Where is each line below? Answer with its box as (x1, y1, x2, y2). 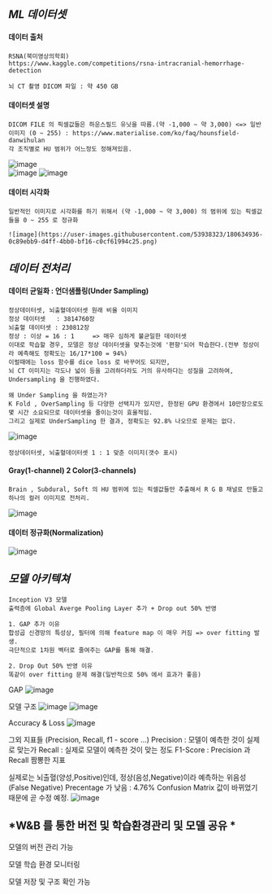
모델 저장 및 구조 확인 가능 (8, 876, 91, 886)
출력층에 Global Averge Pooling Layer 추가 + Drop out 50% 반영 (8, 604, 217, 612)
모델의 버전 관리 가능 (8, 842, 74, 852)
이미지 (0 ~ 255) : (8, 129, 69, 137)
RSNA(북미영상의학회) (8, 52, 70, 60)
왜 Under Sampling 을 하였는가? (8, 391, 108, 399)
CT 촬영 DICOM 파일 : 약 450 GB (17, 82, 119, 90)
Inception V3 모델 (8, 595, 67, 604)
